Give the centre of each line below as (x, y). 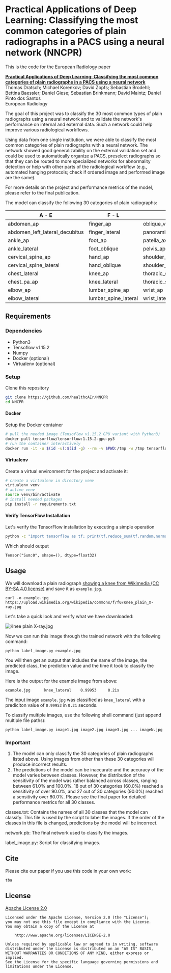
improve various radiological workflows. (47, 130)
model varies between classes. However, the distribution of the (79, 775)
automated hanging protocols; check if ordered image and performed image (85, 172)
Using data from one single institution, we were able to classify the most (81, 140)
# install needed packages (34, 499)
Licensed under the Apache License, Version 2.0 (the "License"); (77, 918)
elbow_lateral (24, 298)
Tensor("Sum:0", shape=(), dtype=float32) (51, 555)
